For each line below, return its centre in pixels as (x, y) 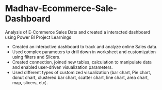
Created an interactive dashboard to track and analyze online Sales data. (85, 46)
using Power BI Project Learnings (38, 37)
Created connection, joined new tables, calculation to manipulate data (82, 62)
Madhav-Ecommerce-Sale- (61, 8)
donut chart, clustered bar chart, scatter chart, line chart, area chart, (80, 77)
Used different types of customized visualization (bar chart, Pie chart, (81, 72)
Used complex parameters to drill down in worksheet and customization (84, 52)
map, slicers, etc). (30, 82)
